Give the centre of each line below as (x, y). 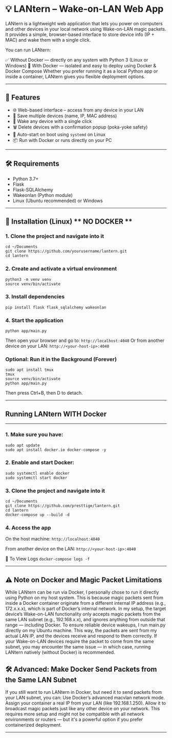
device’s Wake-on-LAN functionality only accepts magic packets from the (83, 614)
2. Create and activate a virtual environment (61, 269)
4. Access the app (28, 528)
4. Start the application (35, 320)
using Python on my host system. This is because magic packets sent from (84, 598)
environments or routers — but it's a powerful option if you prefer (74, 719)
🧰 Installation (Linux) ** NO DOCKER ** (69, 221)
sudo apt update (23, 445)
